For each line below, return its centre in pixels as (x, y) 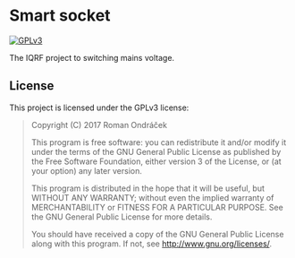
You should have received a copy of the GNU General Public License (157, 234)
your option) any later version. (87, 170)
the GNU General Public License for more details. (122, 217)
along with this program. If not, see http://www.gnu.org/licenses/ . (152, 244)
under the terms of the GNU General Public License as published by (156, 151)
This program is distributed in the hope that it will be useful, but (148, 188)
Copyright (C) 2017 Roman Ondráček (99, 125)
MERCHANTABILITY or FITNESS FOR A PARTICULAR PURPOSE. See (157, 207)
